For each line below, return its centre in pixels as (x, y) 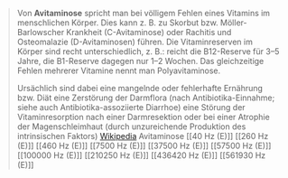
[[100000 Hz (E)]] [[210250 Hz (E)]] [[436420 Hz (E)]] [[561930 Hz (141, 155)
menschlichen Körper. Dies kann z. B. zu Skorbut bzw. (117, 23)
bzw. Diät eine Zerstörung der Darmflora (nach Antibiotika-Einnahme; (146, 98)
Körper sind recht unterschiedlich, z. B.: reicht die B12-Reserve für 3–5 (148, 52)
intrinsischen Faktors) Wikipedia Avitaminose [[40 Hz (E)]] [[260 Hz (143, 136)
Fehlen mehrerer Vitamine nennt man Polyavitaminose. (119, 70)
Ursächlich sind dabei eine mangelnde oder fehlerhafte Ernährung (140, 88)
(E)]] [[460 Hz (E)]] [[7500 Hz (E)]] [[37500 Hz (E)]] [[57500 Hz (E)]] (144, 145)
